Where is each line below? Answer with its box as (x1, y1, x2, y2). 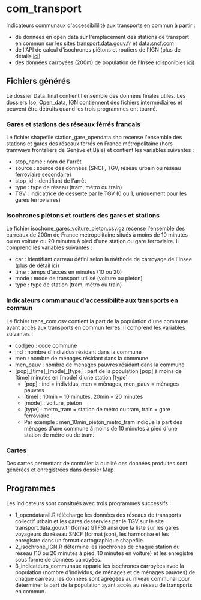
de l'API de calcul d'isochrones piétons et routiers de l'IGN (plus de (14, 46, 181, 53)
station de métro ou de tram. (23, 431, 95, 438)
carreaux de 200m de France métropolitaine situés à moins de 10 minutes (6, 231, 188, 238)
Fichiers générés (6, 76, 71, 86)
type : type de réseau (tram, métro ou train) (14, 184, 122, 191)
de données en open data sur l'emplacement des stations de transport (14, 33, 190, 40)
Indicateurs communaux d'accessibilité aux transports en (6, 296, 178, 305)
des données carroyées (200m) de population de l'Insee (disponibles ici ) (14, 59, 195, 66)
